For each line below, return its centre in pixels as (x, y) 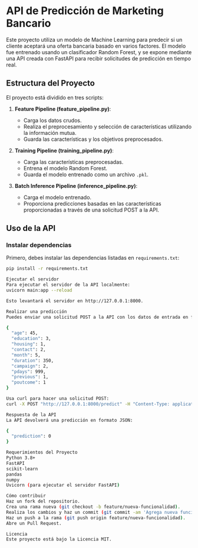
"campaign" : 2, (30, 366)
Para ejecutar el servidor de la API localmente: (68, 285)
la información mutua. (50, 133)
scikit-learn (22, 469)
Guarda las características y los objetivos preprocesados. (93, 139)
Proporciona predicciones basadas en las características (92, 203)
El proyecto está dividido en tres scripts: (55, 97)
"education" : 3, (31, 339)
